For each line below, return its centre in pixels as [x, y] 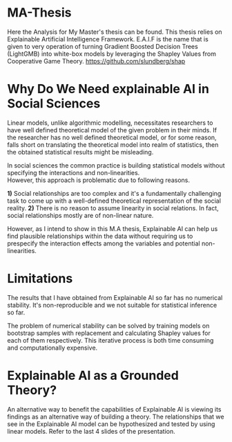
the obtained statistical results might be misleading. [80, 152]
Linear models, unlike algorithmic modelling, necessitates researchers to [110, 123]
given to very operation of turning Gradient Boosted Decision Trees [103, 46]
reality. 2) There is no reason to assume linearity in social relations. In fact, [113, 208]
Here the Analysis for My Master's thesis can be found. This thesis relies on [115, 32]
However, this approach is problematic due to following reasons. [99, 180]
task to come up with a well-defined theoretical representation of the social [114, 201]
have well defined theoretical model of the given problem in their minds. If [112, 130]
